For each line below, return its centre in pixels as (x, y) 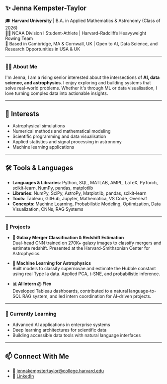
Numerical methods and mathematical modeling (61, 131)
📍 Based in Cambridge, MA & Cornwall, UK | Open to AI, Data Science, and (82, 43)
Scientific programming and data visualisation (59, 136)
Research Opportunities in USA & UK (43, 49)
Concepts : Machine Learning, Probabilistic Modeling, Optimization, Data (86, 204)
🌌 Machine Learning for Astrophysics (51, 263)
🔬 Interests (22, 114)
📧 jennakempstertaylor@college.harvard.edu (58, 371)
